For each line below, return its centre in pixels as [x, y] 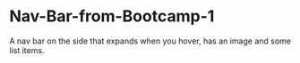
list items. [27, 50]
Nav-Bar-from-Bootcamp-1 [112, 16]
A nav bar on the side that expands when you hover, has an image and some [150, 41]
